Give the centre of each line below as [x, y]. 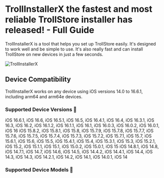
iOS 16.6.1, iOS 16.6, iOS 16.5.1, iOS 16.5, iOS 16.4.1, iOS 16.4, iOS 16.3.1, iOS [80, 120]
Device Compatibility [38, 79]
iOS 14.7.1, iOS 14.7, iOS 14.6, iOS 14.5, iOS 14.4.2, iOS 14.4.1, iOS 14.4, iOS [79, 152]
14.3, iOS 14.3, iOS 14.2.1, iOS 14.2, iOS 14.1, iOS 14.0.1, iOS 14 [66, 157]
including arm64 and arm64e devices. [44, 96]
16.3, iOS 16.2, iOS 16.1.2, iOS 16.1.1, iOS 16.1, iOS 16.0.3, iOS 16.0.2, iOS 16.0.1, [82, 126]
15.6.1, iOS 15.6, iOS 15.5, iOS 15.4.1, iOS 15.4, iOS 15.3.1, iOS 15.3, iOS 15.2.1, [81, 141]
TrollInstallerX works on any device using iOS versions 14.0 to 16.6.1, [74, 91]
